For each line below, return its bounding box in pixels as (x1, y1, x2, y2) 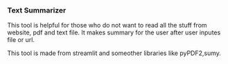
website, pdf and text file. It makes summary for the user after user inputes (7, 28, 221, 36)
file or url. (7, 36, 35, 44)
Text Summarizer (7, 6, 67, 15)
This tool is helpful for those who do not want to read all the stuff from (7, 21, 207, 30)
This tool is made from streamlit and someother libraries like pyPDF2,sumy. (7, 49, 222, 57)
